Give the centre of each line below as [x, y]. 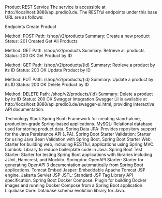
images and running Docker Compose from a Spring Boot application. [74, 185]
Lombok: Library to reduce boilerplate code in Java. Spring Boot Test [74, 149]
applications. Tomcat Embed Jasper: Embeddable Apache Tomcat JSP [75, 170]
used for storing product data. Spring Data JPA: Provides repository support [81, 129]
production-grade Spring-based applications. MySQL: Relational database [79, 124]
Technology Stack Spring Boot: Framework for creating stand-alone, [73, 119]
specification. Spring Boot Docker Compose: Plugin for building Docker [76, 180]
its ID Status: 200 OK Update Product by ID [48, 70]
